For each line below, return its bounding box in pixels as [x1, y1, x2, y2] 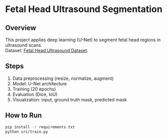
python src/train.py [5, 129, 49, 134]
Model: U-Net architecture [12, 80, 67, 86]
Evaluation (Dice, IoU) [12, 91, 58, 97]
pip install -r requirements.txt [5, 124, 75, 129]
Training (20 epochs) [12, 86, 56, 92]
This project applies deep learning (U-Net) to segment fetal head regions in [5, 37, 161, 43]
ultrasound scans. [5, 42, 43, 48]
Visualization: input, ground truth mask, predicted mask [12, 96, 127, 102]
